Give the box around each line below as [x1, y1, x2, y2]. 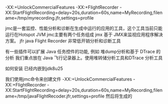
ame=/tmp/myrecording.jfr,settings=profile [5, 15, 94, 21]
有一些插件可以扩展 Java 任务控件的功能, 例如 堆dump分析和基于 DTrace [5, 49, 155, 54]
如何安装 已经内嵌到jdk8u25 [5, 65, 63, 71]
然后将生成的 [105, 93, 132, 99]
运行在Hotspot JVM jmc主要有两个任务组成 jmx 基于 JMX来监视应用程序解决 [5, 32, 163, 37]
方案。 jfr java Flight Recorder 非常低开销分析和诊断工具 [5, 38, 121, 44]
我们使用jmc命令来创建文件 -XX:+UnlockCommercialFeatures [5, 76, 132, 82]
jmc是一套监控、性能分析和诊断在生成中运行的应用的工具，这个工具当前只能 [5, 25, 162, 31]
